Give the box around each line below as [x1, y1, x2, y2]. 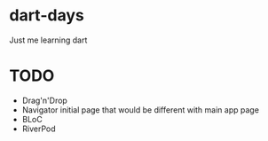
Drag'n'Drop [21, 95, 68, 106]
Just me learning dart [9, 35, 88, 45]
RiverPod [21, 123, 56, 134]
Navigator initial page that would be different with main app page [21, 104, 260, 115]
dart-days [9, 5, 84, 26]
